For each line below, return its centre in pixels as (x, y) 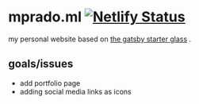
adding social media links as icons (76, 91)
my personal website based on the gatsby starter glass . (100, 39)
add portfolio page (50, 83)
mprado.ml (45, 17)
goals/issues (41, 64)
